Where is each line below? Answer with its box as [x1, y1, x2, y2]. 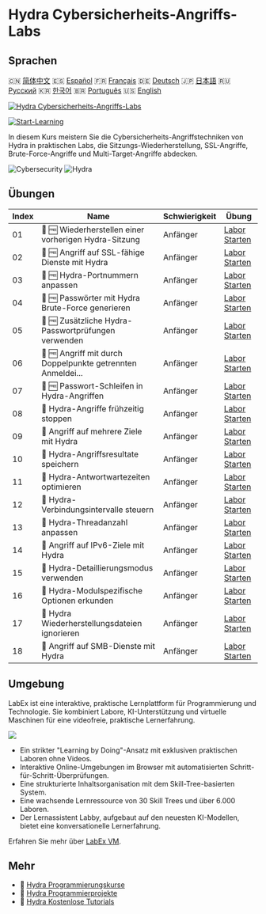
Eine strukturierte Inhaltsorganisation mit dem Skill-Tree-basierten [19, 779, 235, 788]
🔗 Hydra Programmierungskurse [19, 880, 125, 889]
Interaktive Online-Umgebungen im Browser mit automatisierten [19, 762, 228, 772]
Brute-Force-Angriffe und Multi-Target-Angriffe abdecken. [8, 149, 198, 158]
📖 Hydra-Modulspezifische [41, 585, 143, 596]
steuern [125, 504, 154, 515]
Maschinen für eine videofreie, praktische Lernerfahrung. [8, 715, 196, 725]
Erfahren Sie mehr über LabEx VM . [8, 836, 121, 846]
